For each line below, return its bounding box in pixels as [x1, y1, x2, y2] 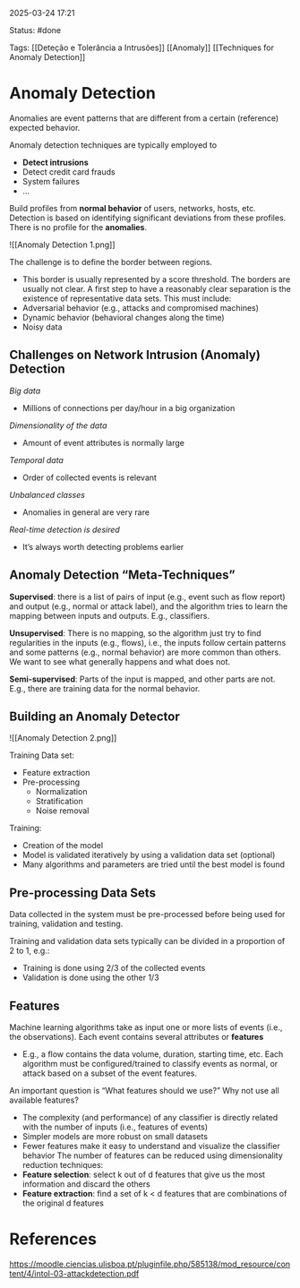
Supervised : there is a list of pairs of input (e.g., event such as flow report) [9, 591, 286, 602]
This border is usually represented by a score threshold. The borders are [21, 273, 291, 285]
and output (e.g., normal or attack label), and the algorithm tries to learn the [9, 600, 288, 612]
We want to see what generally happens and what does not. [9, 656, 231, 666]
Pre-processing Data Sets [9, 885, 157, 900]
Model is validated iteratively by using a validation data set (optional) [21, 850, 276, 861]
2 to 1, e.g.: [9, 945, 50, 957]
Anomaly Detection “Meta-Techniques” [9, 568, 236, 583]
